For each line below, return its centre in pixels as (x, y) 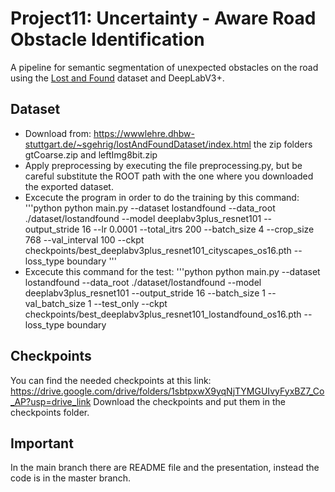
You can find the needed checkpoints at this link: (111, 380)
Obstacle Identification (107, 39)
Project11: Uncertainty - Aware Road (163, 18)
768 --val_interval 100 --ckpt (84, 239)
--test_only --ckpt (130, 303)
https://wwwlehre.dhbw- (144, 133)
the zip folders (283, 144)
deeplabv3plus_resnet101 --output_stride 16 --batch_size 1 (145, 293)
